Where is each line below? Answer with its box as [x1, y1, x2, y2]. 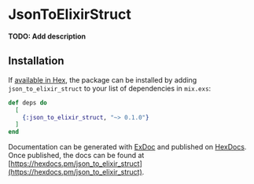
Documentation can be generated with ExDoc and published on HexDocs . [8, 142, 247, 152]
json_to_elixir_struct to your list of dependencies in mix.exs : [8, 83, 212, 93]
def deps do [8, 98, 47, 107]
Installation [8, 54, 64, 68]
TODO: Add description [8, 31, 87, 41]
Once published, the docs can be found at [8, 151, 145, 160]
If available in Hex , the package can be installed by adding [8, 75, 197, 84]
